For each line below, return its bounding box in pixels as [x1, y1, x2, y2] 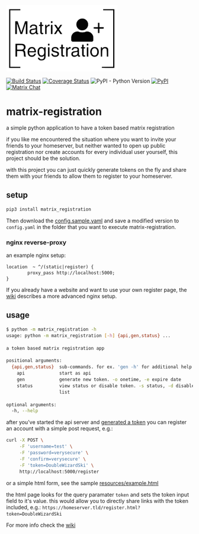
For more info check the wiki [6, 522, 76, 529]
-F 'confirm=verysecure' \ [19, 456, 86, 462]
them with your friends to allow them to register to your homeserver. [6, 172, 173, 180]
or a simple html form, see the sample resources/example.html [6, 479, 159, 486]
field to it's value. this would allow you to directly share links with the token [6, 497, 188, 504]
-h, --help [11, 408, 38, 414]
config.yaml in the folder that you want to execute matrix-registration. [6, 223, 176, 230]
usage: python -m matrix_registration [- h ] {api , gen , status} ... [6, 332, 171, 338]
